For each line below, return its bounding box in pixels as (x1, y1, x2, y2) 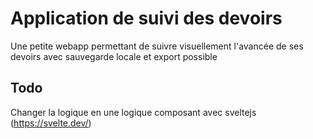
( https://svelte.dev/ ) (10, 117, 92, 129)
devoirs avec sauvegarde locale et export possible (10, 50, 218, 62)
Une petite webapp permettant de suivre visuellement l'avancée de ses (10, 40, 304, 52)
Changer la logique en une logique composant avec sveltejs (10, 106, 257, 118)
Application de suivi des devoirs (10, 7, 283, 30)
